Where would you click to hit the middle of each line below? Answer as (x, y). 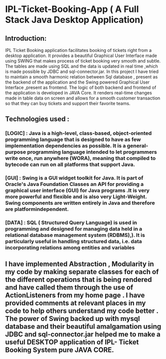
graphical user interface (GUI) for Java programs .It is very (77, 190)
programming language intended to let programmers (92, 152)
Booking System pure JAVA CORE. (60, 350)
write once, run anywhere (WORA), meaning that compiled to (81, 158)
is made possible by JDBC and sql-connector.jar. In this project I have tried (82, 71)
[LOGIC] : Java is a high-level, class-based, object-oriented (79, 133)
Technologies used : (37, 119)
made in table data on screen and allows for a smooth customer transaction (83, 98)
